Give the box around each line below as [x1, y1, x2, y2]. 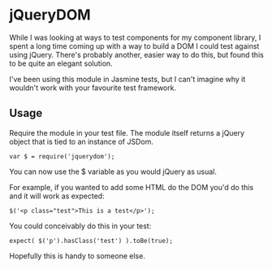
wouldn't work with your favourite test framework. [9, 83, 177, 93]
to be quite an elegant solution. [9, 59, 113, 68]
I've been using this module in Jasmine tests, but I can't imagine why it [9, 74, 246, 84]
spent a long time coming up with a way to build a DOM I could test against [9, 41, 260, 50]
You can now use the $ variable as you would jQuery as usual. [9, 167, 218, 176]
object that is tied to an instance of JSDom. [9, 137, 153, 146]
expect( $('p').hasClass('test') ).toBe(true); [9, 236, 174, 245]
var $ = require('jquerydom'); [9, 152, 115, 160]
